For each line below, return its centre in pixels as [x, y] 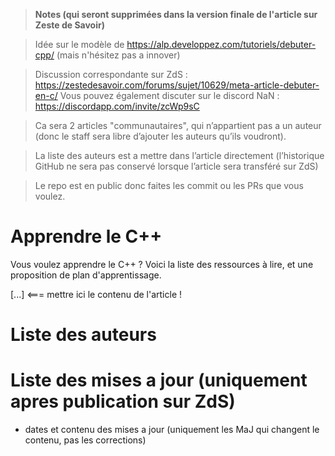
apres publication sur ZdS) [123, 401]
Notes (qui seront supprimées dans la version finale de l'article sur [176, 14]
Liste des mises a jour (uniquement [159, 380]
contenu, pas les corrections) [85, 440]
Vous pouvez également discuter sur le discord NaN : [169, 95]
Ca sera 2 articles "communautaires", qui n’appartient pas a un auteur [178, 125]
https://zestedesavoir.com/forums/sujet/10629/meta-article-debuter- [177, 85]
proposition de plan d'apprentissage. [86, 275]
